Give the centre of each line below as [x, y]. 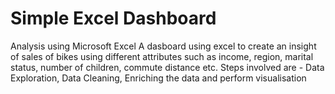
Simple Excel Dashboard [113, 18]
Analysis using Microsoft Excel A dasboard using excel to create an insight [163, 46]
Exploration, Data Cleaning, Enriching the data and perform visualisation [158, 78]
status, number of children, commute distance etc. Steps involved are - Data [167, 67]
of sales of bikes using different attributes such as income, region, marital [162, 56]
